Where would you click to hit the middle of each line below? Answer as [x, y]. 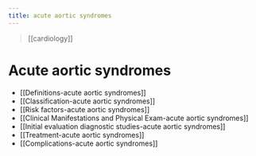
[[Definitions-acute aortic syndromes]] [83, 92]
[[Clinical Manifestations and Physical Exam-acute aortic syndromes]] [134, 118]
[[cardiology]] [50, 38]
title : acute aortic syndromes [60, 16]
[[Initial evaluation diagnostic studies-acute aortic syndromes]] [122, 126]
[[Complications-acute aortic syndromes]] [89, 143]
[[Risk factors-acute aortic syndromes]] [85, 109]
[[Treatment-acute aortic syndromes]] [82, 135]
